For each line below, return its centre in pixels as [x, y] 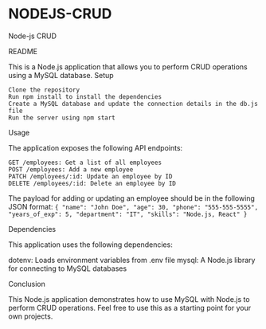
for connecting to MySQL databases [68, 268]
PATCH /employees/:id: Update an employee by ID [90, 176]
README [23, 51]
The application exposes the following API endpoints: [96, 147]
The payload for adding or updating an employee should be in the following [131, 198]
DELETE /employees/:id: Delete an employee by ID [92, 183]
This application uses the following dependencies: [90, 245]
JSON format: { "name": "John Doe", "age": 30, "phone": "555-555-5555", [133, 206]
